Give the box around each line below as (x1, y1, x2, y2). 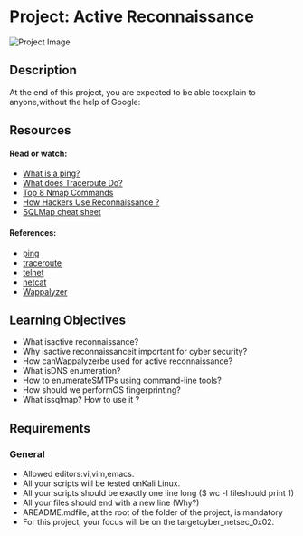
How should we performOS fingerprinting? (22, 385, 181, 395)
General (9, 447, 45, 460)
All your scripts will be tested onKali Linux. (22, 478, 181, 489)
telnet (22, 267, 44, 278)
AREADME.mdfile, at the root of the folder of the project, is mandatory (22, 507, 283, 518)
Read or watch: (9, 148, 68, 159)
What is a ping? (22, 168, 80, 179)
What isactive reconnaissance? (22, 336, 139, 347)
